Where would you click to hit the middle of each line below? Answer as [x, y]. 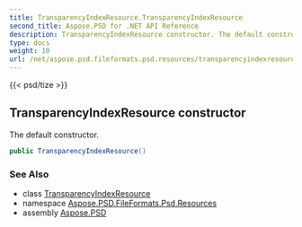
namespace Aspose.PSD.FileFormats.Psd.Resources [120, 203]
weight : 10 [30, 51]
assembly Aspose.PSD [64, 213]
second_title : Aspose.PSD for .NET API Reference [104, 26]
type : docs [30, 43]
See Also [29, 174]
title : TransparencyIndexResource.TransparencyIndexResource [126, 17]
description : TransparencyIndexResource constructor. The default [136, 34]
